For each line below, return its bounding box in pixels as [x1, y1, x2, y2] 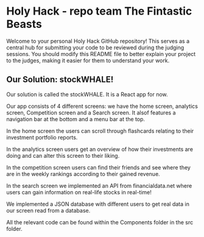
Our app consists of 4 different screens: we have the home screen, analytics [6, 102, 198, 110]
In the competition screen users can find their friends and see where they [6, 163, 191, 171]
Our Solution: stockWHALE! [6, 74, 114, 85]
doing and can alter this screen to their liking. [6, 152, 120, 159]
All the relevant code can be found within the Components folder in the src [6, 218, 194, 226]
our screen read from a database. [6, 207, 91, 214]
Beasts [6, 17, 43, 31]
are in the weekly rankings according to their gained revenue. [6, 170, 160, 177]
